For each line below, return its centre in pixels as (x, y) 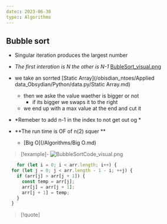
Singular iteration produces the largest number (71, 55)
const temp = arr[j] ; (48, 181)
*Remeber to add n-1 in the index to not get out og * (78, 120)
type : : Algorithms (29, 17)
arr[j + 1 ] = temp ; (45, 193)
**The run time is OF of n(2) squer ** (60, 131)
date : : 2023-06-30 (29, 12)
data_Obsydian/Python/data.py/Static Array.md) (72, 85)
